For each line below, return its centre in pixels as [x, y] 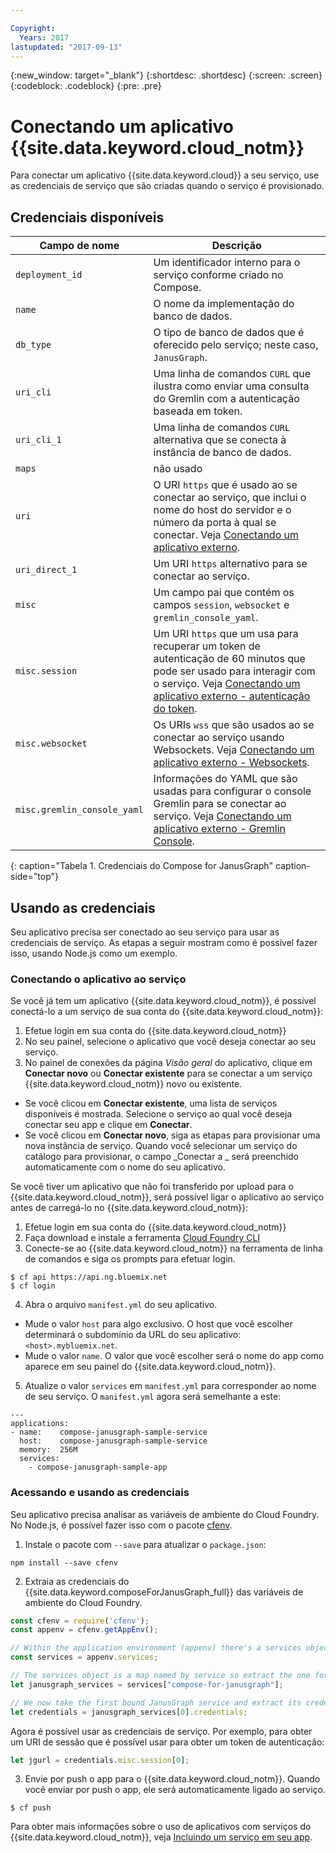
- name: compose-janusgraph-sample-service [109, 1432]
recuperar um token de [207, 646]
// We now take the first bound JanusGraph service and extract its [156, 1702]
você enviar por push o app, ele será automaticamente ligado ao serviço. [175, 1790]
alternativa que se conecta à [220, 440]
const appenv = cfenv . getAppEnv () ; [84, 1630]
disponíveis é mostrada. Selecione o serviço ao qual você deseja [158, 1114]
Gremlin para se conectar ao [220, 804]
